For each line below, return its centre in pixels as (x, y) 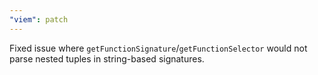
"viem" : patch (39, 19)
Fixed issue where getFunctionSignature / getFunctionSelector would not (158, 48)
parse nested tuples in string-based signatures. (107, 58)
